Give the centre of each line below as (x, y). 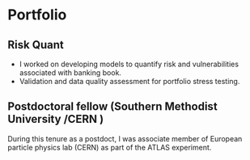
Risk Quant (36, 45)
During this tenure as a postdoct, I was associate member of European (125, 138)
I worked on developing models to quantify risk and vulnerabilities (129, 64)
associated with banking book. (70, 73)
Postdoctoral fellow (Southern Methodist (112, 107)
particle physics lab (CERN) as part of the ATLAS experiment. (110, 147)
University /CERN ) (56, 119)
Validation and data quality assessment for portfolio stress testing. (129, 81)
